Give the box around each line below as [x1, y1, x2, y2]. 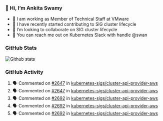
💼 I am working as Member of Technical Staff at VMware [12, 16, 129, 22]
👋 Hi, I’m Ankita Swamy [5, 5, 62, 12]
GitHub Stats [5, 45, 37, 52]
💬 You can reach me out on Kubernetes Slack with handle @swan [12, 32, 147, 38]
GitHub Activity [5, 68, 43, 75]
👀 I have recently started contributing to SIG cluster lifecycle [12, 21, 136, 27]
